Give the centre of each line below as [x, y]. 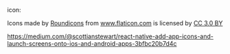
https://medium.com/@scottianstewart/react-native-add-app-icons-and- [111, 36]
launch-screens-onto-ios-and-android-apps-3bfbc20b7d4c [92, 43]
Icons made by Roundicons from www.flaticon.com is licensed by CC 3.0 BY [115, 23]
